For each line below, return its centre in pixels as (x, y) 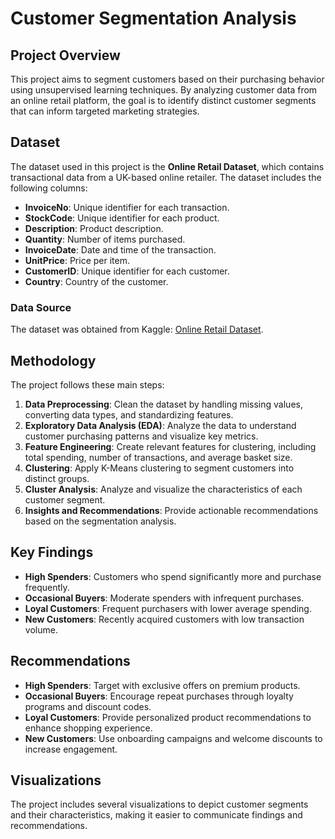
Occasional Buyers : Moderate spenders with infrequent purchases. (164, 598)
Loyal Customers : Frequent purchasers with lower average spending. (168, 608)
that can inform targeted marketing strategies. (105, 111)
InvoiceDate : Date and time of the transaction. (120, 249)
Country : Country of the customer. (96, 281)
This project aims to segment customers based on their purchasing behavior (167, 79)
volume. (41, 629)
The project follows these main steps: (87, 384)
